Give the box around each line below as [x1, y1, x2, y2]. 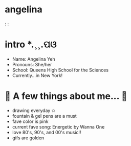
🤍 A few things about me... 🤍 [5, 90, 127, 102]
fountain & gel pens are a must [12, 113, 77, 119]
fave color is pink [12, 118, 49, 124]
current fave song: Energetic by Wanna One [12, 123, 105, 130]
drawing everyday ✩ [12, 107, 56, 114]
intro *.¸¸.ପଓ [5, 39, 57, 50]
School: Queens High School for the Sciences [12, 67, 108, 73]
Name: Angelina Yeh [12, 56, 56, 62]
